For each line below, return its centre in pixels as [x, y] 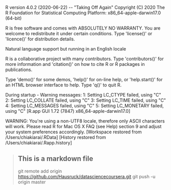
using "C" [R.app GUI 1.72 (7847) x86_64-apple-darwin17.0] [68, 111]
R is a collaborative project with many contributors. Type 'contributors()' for [85, 59]
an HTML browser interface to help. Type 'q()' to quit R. [63, 85]
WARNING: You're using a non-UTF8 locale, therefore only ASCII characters [85, 121]
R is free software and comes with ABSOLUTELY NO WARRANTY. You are [83, 28]
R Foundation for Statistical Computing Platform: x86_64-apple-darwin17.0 [83, 13]
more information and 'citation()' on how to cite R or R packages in [75, 64]
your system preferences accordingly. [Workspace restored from [74, 132]
